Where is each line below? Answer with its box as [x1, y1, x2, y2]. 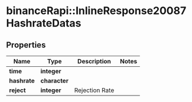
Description [77, 57, 111, 65]
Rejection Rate [74, 86, 115, 94]
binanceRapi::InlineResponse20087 [6, 4, 187, 18]
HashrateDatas [6, 16, 82, 30]
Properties [6, 40, 46, 50]
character [40, 77, 69, 84]
